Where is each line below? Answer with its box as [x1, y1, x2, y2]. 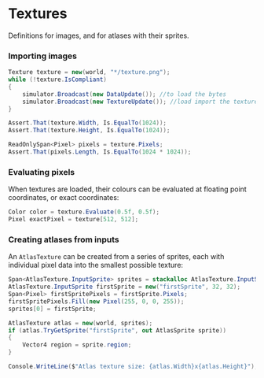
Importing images [8, 50, 77, 61]
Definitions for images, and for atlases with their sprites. [8, 31, 190, 40]
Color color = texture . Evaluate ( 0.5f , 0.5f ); [8, 208, 159, 217]
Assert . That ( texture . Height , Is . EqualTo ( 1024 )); [8, 127, 170, 135]
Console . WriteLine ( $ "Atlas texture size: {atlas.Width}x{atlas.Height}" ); [8, 363, 258, 371]
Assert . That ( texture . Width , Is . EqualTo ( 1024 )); [8, 119, 167, 127]
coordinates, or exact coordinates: [8, 193, 119, 202]
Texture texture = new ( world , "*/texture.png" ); [8, 69, 170, 76]
